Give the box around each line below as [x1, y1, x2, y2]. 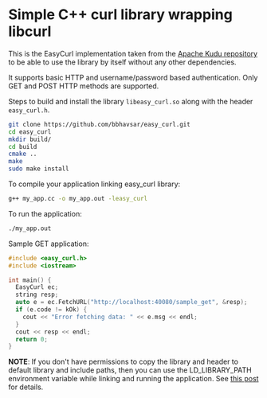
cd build [8, 142, 37, 150]
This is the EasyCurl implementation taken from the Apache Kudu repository [8, 49, 257, 58]
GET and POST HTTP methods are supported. [8, 81, 159, 91]
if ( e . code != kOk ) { [15, 306, 88, 314]
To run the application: [8, 209, 82, 218]
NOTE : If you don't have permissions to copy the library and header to [8, 357, 239, 367]
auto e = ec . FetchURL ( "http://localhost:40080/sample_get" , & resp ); [15, 298, 248, 306]
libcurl [8, 22, 52, 41]
